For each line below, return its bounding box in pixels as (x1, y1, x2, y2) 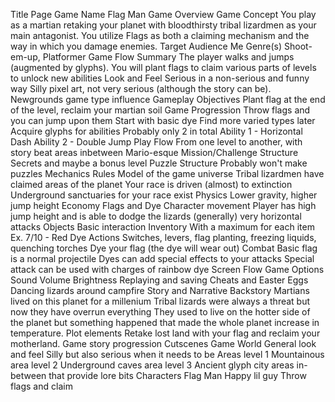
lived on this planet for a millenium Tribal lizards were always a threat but (10, 295, 311, 307)
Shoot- (284, 40, 313, 52)
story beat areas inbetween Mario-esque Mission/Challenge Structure (10, 147, 299, 158)
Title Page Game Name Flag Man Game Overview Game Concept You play (10, 9, 317, 20)
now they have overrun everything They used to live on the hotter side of (10, 306, 311, 318)
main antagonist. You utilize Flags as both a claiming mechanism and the (10, 30, 310, 41)
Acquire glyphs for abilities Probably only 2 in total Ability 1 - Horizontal (10, 125, 303, 137)
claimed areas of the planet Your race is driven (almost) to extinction (10, 179, 293, 190)
